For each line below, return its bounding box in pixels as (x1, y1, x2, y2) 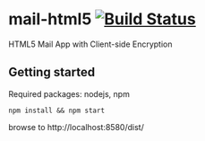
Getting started (8, 65, 96, 80)
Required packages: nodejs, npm (8, 88, 131, 99)
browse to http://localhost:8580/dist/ (8, 121, 144, 132)
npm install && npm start (8, 106, 105, 115)
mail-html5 (8, 9, 92, 30)
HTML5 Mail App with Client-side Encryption (8, 39, 173, 49)
